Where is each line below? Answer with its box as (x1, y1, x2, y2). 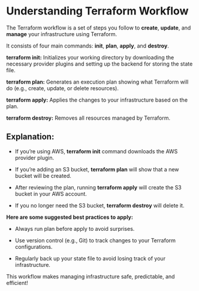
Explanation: (6, 132, 55, 142)
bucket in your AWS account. (14, 190, 87, 197)
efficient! (6, 279, 28, 286)
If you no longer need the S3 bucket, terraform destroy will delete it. (14, 201, 185, 209)
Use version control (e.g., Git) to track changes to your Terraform (14, 236, 176, 244)
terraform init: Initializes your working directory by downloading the (6, 54, 174, 61)
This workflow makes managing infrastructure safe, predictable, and (6, 272, 175, 280)
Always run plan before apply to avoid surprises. (14, 225, 135, 232)
